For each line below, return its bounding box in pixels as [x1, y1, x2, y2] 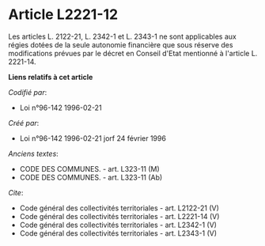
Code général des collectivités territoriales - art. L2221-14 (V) [19, 211, 220, 221]
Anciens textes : [8, 149, 59, 158]
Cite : [8, 187, 24, 197]
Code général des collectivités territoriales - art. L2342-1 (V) [19, 220, 218, 229]
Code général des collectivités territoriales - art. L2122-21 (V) [19, 203, 220, 213]
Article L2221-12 [8, 6, 119, 24]
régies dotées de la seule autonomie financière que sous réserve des [8, 40, 233, 49]
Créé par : [8, 118, 40, 127]
